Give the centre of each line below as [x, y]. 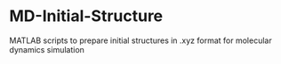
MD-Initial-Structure [86, 16]
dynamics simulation [47, 49]
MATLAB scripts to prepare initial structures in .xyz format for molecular [141, 40]
